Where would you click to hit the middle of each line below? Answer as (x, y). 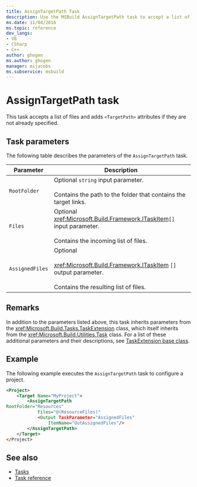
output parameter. (79, 272)
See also (22, 457)
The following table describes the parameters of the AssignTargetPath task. (97, 155)
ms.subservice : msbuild (35, 72)
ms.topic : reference (31, 28)
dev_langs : (19, 33)
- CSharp (17, 45)
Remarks (23, 308)
